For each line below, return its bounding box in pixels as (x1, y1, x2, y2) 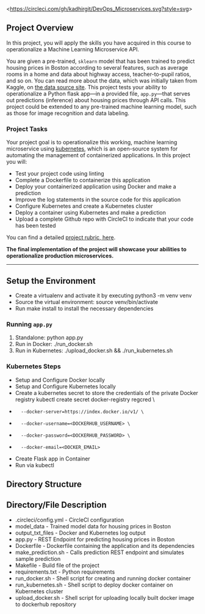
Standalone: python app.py (15, 334, 84, 341)
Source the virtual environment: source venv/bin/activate (15, 298, 159, 305)
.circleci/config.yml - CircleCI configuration (15, 516, 124, 523)
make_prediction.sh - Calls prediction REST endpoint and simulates (15, 549, 184, 556)
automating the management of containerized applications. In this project (6, 152, 191, 159)
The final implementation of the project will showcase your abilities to (6, 246, 187, 253)
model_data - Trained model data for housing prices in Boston (15, 522, 171, 530)
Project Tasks (6, 125, 48, 133)
